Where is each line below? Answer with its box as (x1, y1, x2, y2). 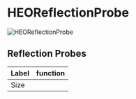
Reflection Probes (7, 48, 87, 60)
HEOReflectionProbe (7, 5, 129, 21)
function (36, 68, 65, 78)
